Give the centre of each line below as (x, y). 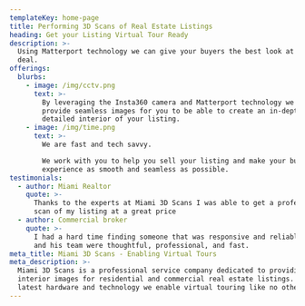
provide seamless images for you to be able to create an (154, 111)
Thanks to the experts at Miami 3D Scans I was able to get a (153, 203)
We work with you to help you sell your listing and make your (164, 161)
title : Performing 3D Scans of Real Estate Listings (111, 26)
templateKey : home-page (54, 18)
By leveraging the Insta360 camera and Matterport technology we (168, 102)
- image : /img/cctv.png (71, 85)
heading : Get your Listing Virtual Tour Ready (99, 35)
